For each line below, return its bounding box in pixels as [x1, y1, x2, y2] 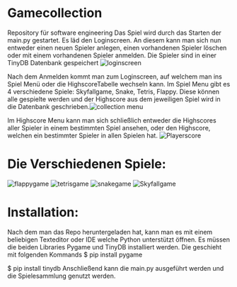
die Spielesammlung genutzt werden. [7, 271, 116, 280]
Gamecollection [7, 5, 103, 21]
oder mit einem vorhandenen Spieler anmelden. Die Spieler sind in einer [7, 51, 217, 60]
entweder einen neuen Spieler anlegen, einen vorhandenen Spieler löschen [7, 43, 227, 52]
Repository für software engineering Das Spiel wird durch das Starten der [7, 28, 221, 37]
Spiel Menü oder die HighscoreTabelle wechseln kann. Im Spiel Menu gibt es [7, 79, 231, 88]
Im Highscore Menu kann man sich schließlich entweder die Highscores [7, 116, 217, 125]
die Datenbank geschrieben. [7, 102, 90, 111]
